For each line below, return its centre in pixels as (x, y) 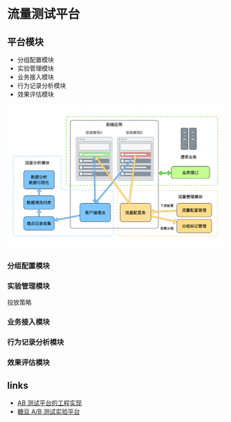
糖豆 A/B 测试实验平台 (48, 411)
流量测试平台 (44, 14)
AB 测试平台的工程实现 (49, 403)
